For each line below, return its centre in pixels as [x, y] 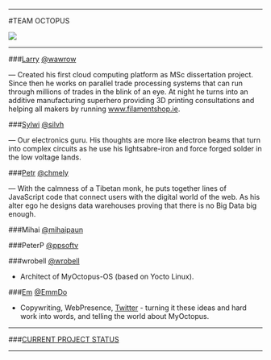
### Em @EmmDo [38, 292]
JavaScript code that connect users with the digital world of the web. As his [134, 197]
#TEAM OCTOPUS [39, 21]
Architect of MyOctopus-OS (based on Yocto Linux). [107, 276]
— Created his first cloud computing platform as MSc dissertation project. [131, 74]
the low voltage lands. [45, 157]
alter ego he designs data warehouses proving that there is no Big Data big [133, 205]
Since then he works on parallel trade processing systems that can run [126, 83]
